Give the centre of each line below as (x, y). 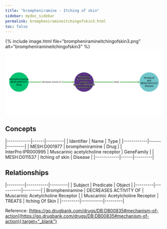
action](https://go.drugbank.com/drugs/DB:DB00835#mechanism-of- (77, 216)
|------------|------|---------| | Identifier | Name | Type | (63, 141)
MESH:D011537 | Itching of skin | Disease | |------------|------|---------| (79, 157)
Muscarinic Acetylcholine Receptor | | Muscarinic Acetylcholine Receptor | (82, 195)
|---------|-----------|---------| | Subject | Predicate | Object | (69, 185)
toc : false (16, 27)
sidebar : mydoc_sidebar (30, 16)
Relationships (27, 173)
